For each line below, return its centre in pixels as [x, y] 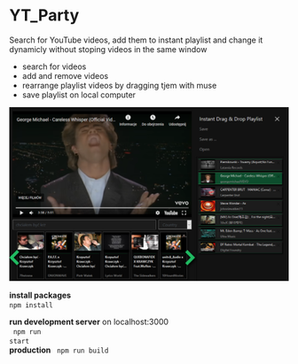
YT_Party [44, 15]
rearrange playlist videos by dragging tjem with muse [119, 85]
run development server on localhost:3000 [89, 322]
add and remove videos [65, 75]
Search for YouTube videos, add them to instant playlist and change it [136, 40]
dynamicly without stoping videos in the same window [108, 49]
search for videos [54, 66]
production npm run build [59, 350]
